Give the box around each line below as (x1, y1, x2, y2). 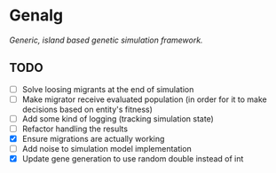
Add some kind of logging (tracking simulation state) (21, 113, 215, 124)
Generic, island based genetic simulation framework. (9, 35, 203, 45)
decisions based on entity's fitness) (21, 104, 154, 114)
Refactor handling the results (21, 123, 129, 134)
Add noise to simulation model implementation (21, 144, 193, 154)
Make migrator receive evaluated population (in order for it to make (21, 94, 268, 105)
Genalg (9, 5, 64, 26)
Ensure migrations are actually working (21, 134, 165, 144)
